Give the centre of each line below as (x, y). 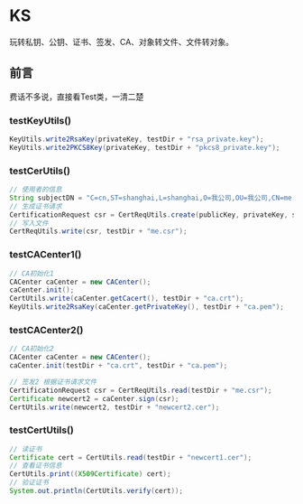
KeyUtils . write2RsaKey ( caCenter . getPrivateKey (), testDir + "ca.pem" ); (147, 307)
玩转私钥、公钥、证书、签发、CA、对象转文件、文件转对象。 (122, 42)
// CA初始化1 (32, 273)
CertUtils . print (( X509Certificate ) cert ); (90, 474)
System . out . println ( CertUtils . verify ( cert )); (96, 491)
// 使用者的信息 (36, 190)
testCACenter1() (46, 255)
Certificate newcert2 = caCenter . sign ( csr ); (94, 398)
